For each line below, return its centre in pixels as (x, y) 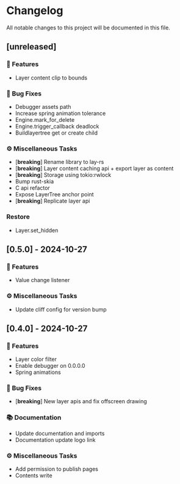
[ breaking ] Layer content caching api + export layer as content (94, 168)
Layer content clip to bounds (51, 78)
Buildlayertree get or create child (56, 133)
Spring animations (38, 372)
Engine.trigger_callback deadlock (57, 126)
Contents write (34, 475)
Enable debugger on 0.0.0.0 (50, 366)
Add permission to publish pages (57, 469)
